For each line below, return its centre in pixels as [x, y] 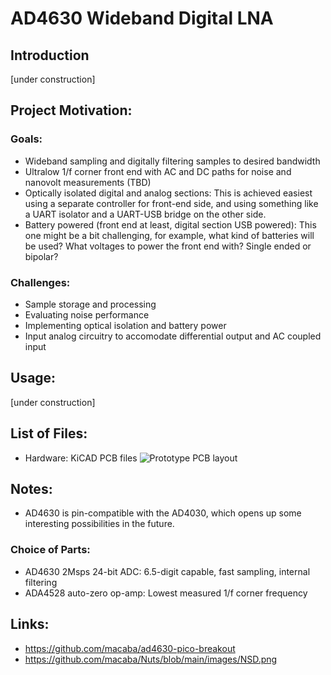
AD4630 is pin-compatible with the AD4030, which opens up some [163, 513]
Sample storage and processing [90, 304]
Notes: [31, 489]
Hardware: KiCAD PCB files [81, 458]
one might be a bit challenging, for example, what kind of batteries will [169, 235]
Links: [30, 624]
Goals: [26, 139]
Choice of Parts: [50, 550]
